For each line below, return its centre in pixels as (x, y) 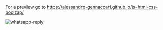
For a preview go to (25, 7)
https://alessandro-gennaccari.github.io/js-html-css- (102, 7)
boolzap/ (15, 12)
